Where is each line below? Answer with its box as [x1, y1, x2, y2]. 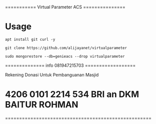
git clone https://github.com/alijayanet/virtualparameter [5, 46, 127, 50]
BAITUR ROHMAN [5, 99, 79, 110]
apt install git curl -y [5, 37, 55, 42]
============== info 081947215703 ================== [5, 62, 136, 68]
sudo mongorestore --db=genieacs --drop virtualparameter [5, 54, 125, 59]
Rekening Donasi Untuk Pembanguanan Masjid [5, 72, 99, 77]
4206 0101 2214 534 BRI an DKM [5, 89, 139, 100]
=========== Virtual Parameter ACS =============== [5, 4, 125, 10]
